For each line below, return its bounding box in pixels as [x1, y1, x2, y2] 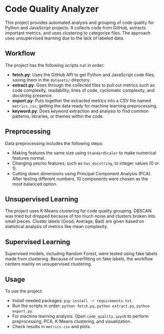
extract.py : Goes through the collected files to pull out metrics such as [12, 82, 155, 88]
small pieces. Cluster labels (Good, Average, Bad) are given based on [5, 218, 144, 224]
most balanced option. [12, 181, 58, 187]
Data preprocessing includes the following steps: [5, 140, 103, 146]
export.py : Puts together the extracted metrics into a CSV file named [12, 98, 151, 104]
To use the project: [5, 288, 43, 294]
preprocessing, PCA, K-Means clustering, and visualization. [12, 318, 132, 324]
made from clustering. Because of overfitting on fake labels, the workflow [5, 256, 153, 262]
